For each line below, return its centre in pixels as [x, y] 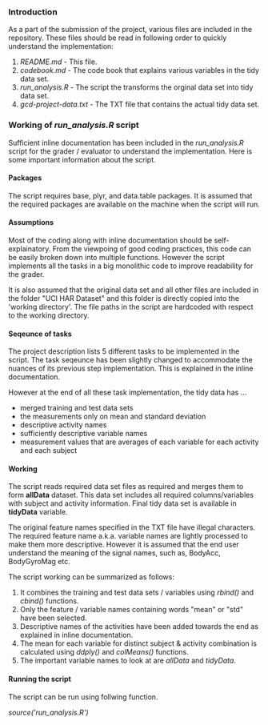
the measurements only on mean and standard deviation [113, 417]
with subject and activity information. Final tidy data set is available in [123, 503]
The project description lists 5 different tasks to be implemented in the [124, 351]
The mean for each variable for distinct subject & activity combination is [138, 643]
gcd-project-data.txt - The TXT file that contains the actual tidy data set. [140, 104]
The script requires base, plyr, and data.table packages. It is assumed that [130, 195]
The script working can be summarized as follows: [91, 577]
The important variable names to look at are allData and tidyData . [128, 661]
